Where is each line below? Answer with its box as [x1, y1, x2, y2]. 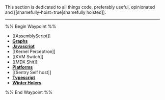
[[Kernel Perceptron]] [12, 49, 55, 54]
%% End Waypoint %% [5, 89, 53, 95]
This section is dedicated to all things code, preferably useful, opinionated [5, 4, 155, 10]
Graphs [12, 38, 28, 44]
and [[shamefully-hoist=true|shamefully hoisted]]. [5, 9, 107, 15]
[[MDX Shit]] [12, 59, 38, 65]
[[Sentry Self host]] [12, 70, 52, 75]
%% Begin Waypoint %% [5, 24, 56, 29]
